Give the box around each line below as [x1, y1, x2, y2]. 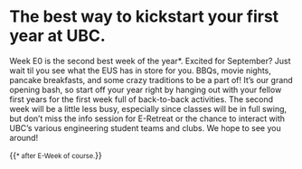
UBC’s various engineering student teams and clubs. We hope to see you [9, 122, 282, 133]
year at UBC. [9, 25, 106, 46]
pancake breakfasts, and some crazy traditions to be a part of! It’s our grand [9, 74, 294, 85]
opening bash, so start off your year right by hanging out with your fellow [9, 84, 282, 95]
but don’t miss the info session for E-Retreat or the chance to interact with [9, 113, 286, 124]
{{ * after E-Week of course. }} [9, 149, 102, 160]
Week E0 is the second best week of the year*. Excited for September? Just [9, 55, 291, 66]
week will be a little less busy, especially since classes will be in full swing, [9, 103, 288, 114]
